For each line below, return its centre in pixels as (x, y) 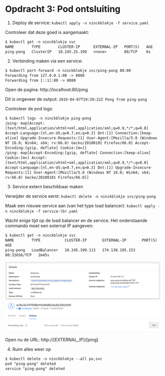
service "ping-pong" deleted (35, 369)
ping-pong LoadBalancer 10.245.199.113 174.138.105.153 (70, 250)
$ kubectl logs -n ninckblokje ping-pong (48, 118)
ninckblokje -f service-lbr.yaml (44, 211)
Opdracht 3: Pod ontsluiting (63, 9)
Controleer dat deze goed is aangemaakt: (47, 32)
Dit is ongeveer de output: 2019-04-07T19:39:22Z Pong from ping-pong (76, 99)
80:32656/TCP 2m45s (27, 255)
